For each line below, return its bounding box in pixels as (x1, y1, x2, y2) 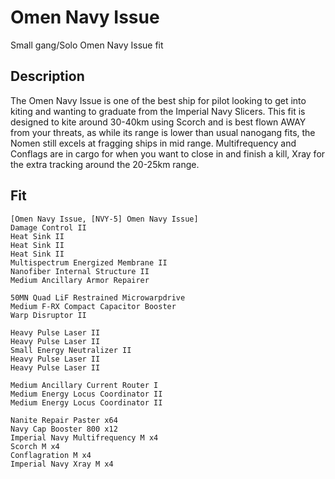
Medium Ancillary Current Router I (10, 380, 159, 390)
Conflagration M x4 (10, 450, 92, 460)
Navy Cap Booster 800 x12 (10, 424, 118, 434)
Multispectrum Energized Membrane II (10, 257, 168, 268)
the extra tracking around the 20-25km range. (10, 158, 200, 170)
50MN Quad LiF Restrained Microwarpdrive (10, 292, 186, 303)
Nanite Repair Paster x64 (10, 415, 118, 425)
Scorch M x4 (10, 441, 60, 451)
